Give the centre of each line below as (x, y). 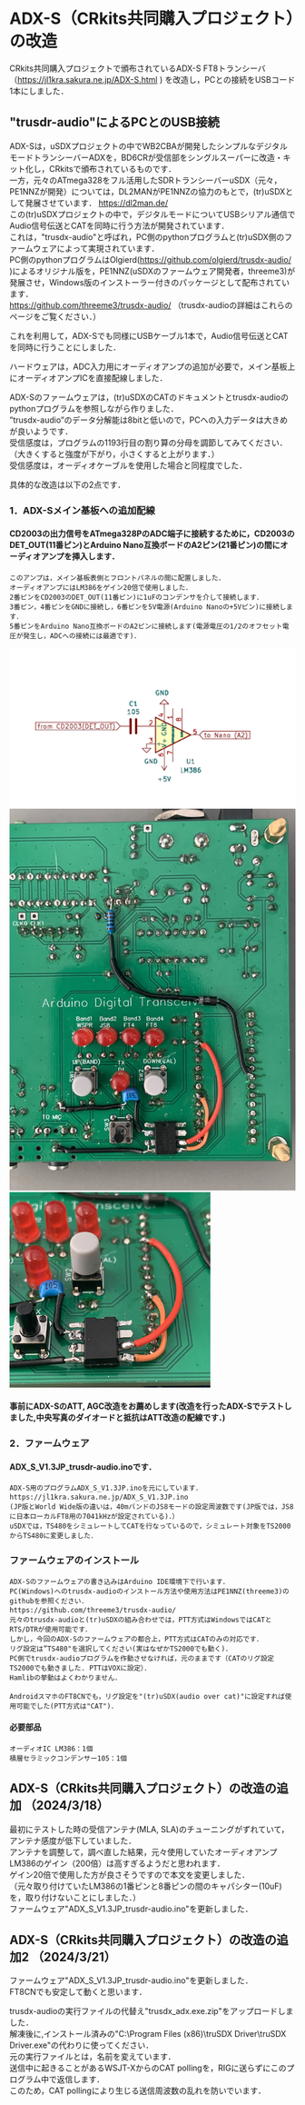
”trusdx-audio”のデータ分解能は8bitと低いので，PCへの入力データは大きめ (149, 420)
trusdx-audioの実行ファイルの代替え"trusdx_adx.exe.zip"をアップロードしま (152, 2011)
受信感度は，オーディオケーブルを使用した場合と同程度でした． (128, 465)
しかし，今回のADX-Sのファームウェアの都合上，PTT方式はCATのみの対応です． (136, 1639)
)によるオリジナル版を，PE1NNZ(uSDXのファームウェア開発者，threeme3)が (152, 271)
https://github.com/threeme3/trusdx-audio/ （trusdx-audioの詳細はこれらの (151, 304)
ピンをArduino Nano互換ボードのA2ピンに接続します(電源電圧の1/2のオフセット (152, 626)
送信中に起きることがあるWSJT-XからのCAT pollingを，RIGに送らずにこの (148, 2068)
